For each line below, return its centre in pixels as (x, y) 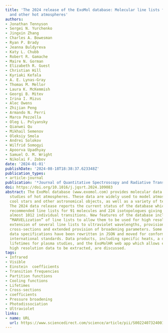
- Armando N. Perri (25, 113)
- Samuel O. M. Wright (29, 155)
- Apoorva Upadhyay (25, 150)
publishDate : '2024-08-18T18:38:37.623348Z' (52, 169)
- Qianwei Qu (19, 127)
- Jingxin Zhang (22, 33)
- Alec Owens (19, 103)
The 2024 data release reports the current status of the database (81, 206)
